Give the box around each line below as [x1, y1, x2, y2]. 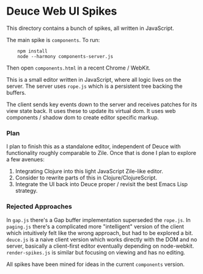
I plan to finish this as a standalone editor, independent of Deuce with [6, 143, 181, 150]
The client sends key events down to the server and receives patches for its [6, 101, 197, 108]
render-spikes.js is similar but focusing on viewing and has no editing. [6, 248, 185, 256]
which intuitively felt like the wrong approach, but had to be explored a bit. [6, 229, 194, 236]
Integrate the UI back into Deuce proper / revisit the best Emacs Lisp [15, 181, 188, 188]
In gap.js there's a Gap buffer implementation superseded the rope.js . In [6, 216, 191, 223]
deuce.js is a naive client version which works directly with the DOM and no [6, 236, 197, 243]
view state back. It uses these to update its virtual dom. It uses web [6, 107, 176, 114]
